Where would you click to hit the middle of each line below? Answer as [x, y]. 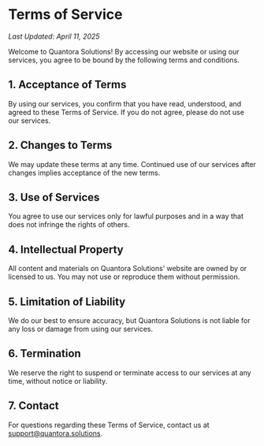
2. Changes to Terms [60, 145]
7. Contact [33, 406]
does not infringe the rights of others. [69, 225]
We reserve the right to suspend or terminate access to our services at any [130, 373]
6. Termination [45, 353]
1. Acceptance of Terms [67, 85]
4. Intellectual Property [66, 249]
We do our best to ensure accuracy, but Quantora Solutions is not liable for [129, 320]
